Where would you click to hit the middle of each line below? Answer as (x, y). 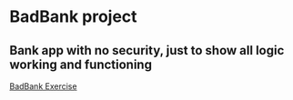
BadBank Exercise (43, 86)
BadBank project (74, 17)
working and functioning (81, 64)
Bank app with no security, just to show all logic (147, 50)
